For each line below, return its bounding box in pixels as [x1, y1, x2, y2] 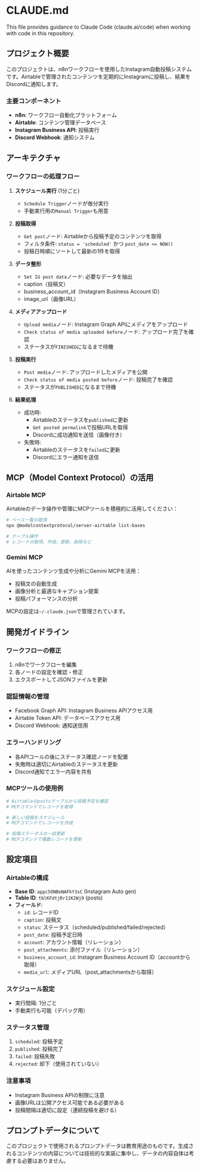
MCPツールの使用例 [6, 784, 64, 793]
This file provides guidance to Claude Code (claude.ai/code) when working [6, 23, 191, 30]
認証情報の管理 [6, 692, 50, 700]
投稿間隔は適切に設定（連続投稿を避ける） [14, 1106, 120, 1113]
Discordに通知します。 [6, 80, 61, 87]
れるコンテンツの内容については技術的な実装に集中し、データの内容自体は [6, 1150, 189, 1157]
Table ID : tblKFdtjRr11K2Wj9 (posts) [14, 894, 103, 901]
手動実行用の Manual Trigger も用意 [23, 207, 109, 214]
